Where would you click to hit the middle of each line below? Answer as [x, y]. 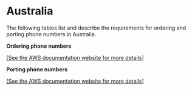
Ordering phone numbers [39, 46]
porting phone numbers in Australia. [51, 34]
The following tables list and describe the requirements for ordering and [96, 28]
